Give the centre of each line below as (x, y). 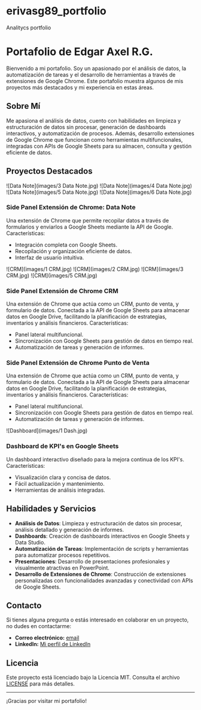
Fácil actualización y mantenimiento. (60, 483)
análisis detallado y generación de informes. (69, 529)
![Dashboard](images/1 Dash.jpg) (47, 431)
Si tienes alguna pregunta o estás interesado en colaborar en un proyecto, (98, 620)
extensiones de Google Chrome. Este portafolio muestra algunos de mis (95, 81)
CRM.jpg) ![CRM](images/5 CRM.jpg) (52, 275)
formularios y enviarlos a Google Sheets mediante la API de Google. (90, 227)
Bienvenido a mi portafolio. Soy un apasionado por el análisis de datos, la (96, 68)
